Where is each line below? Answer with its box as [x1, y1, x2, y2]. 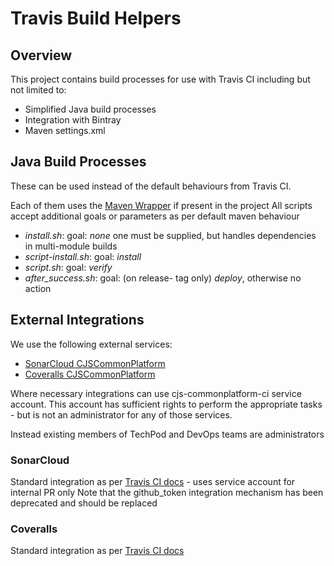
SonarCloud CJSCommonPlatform [24, 357, 166, 369]
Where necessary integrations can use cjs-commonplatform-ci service [10, 387, 302, 399]
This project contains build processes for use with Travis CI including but [10, 73, 311, 85]
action [24, 282, 52, 294]
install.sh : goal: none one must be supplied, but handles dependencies [24, 229, 317, 241]
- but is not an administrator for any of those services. [10, 408, 233, 421]
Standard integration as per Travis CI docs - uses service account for [10, 475, 296, 487]
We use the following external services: [10, 338, 173, 350]
